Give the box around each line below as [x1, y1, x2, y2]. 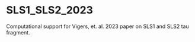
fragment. [6, 29, 31, 36]
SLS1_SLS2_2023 [6, 3, 94, 17]
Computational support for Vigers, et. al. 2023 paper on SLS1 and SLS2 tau [6, 23, 189, 30]
